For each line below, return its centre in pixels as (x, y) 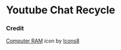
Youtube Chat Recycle (61, 10)
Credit (15, 28)
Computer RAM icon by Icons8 (43, 41)
